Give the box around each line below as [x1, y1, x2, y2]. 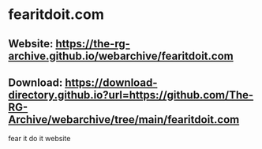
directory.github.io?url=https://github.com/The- [8, 88, 254, 102]
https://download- [64, 76, 158, 89]
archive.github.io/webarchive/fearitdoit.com [8, 49, 234, 62]
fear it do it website [8, 134, 71, 143]
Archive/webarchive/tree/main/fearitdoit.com [8, 113, 240, 126]
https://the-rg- [54, 37, 130, 50]
